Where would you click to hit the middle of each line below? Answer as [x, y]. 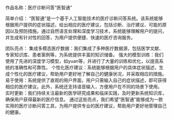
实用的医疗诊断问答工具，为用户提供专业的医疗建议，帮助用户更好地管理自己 [86, 106]
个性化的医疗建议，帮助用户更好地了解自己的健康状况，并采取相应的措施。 [88, 74]
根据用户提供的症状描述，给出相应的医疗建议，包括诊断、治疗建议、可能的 [84, 25]
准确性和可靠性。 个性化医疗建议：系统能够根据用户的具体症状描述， [87, 67]
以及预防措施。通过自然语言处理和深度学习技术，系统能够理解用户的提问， [88, 31]
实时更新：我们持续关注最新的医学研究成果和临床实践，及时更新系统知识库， [86, 93]
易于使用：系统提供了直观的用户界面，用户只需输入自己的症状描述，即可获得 [86, 80]
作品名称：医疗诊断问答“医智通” [39, 7]
